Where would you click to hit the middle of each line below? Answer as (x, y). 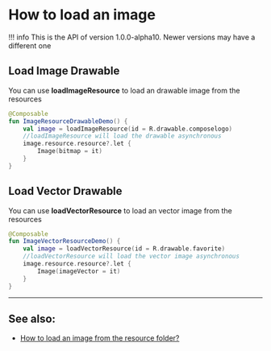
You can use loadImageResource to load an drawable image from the (124, 90)
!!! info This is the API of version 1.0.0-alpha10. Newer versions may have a (132, 37)
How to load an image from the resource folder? (100, 338)
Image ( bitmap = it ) (70, 151)
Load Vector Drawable (65, 191)
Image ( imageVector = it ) (79, 271)
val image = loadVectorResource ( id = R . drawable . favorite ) (124, 249)
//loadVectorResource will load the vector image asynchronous (131, 256)
